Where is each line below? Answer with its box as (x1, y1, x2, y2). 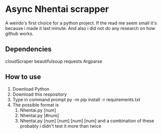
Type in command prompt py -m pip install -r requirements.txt (12, 96, 140, 103)
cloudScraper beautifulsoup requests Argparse (5, 58, 103, 64)
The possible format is (12, 102, 59, 108)
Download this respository (12, 91, 67, 97)
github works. (5, 30, 34, 36)
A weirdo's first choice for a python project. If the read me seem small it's (5, 20, 157, 26)
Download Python (12, 86, 50, 92)
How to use (5, 73, 41, 81)
